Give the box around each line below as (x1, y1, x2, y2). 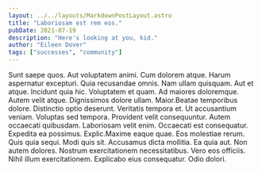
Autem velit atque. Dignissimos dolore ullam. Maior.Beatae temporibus (8, 96, 238, 104)
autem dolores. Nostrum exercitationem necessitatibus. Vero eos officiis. (8, 146, 246, 155)
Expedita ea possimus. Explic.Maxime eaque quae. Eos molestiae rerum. (8, 129, 245, 139)
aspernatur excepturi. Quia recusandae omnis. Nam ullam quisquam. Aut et (8, 78, 254, 88)
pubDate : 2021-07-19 (8, 26, 77, 34)
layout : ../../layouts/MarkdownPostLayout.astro (8, 11, 172, 20)
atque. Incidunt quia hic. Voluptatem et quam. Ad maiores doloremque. (8, 87, 240, 96)
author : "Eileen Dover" (8, 41, 87, 49)
